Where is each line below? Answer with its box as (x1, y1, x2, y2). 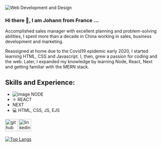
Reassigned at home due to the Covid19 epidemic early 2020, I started (5, 48, 149, 54)
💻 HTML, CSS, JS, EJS (12, 108, 60, 113)
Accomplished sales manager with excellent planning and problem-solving (5, 28, 157, 34)
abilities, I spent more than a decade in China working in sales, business (5, 34, 152, 39)
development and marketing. (5, 38, 64, 44)
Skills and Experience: (5, 78, 75, 86)
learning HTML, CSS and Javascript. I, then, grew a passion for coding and (5, 53, 158, 59)
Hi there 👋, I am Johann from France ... (5, 17, 99, 24)
